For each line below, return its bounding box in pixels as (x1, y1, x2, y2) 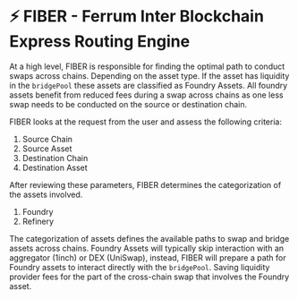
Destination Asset (21, 162, 88, 173)
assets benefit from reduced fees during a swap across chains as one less (9, 90, 284, 100)
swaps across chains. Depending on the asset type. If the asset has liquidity (9, 70, 290, 81)
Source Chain (21, 133, 73, 144)
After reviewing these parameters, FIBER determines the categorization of (9, 179, 282, 190)
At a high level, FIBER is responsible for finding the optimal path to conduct (9, 61, 285, 72)
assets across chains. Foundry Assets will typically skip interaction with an (9, 243, 285, 253)
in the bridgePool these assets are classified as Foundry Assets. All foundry (9, 80, 288, 90)
